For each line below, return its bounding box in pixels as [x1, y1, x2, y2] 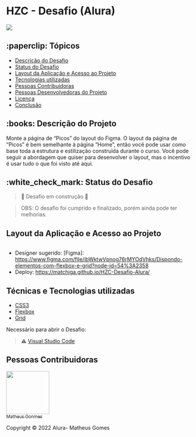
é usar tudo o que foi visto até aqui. [6, 160, 94, 167]
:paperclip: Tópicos [6, 41, 80, 51]
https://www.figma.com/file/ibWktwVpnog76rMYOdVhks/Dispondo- [14, 256, 183, 263]
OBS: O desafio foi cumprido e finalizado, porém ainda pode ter [20, 204, 177, 212]
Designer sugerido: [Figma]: [14, 249, 84, 256]
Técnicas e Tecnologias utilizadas [6, 286, 135, 296]
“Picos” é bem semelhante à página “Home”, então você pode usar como [6, 140, 186, 148]
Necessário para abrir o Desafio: [6, 326, 87, 333]
